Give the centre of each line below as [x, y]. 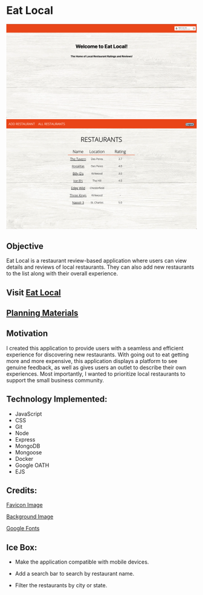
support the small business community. [55, 380]
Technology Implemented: [57, 399]
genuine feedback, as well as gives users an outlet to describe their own [96, 367]
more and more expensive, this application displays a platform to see [92, 361]
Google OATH [32, 465]
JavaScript [28, 414]
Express [25, 439]
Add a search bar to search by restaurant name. [75, 574]
